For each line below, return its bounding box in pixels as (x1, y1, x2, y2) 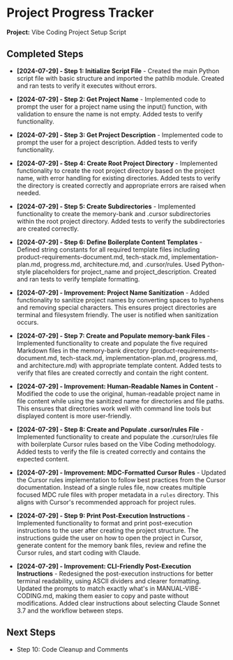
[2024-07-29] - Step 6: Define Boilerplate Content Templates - (16, 238, 203, 246)
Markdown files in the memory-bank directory (16, 346, 149, 355)
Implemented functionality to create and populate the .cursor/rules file (16, 432, 218, 440)
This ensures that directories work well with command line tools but (16, 404, 211, 413)
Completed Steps (6, 48, 84, 60)
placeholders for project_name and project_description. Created (32, 267, 217, 276)
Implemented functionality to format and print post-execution (16, 519, 193, 527)
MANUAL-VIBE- (156, 584, 202, 592)
